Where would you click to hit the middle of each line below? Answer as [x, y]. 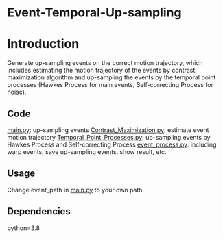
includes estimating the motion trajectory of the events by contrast [101, 71]
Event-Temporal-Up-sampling [94, 13]
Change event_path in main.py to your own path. [76, 190]
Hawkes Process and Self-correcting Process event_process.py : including [112, 144]
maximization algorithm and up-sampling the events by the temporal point [111, 77]
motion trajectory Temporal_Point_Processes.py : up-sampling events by [109, 137]
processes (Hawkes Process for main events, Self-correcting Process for [110, 85]
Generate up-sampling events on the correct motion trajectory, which [105, 63]
